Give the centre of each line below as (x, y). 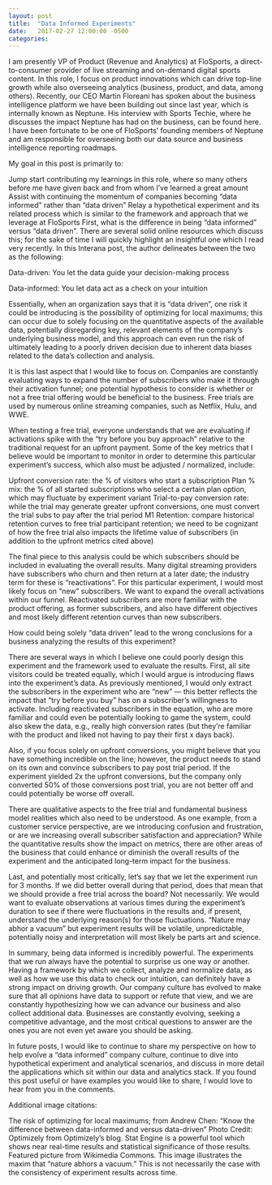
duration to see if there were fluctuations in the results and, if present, (125, 911)
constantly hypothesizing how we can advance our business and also (125, 1005)
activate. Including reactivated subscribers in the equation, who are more (131, 709)
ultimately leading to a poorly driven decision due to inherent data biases (130, 347)
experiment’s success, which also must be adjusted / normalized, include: (132, 465)
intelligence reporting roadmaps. (63, 148)
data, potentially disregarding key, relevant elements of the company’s (126, 330)
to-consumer (30, 71)
